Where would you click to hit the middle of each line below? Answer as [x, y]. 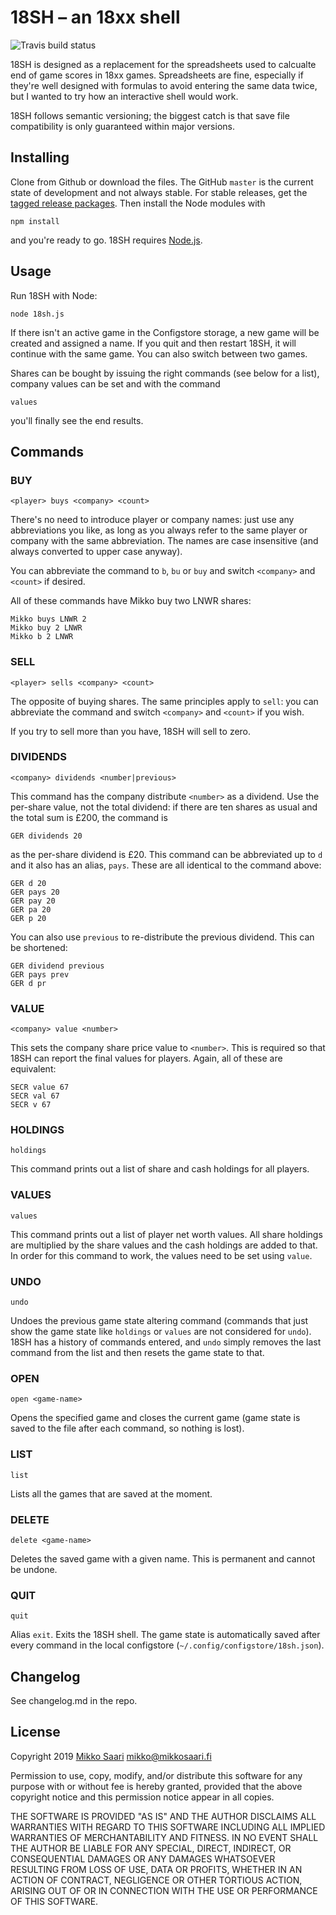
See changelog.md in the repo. [74, 1701]
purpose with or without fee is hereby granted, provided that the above [156, 1786]
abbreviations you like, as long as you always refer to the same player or [159, 530]
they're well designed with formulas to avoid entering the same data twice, [164, 85]
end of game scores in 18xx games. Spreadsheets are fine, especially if [157, 75]
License [35, 1732]
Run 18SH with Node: [54, 295]
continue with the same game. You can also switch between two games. [159, 353]
